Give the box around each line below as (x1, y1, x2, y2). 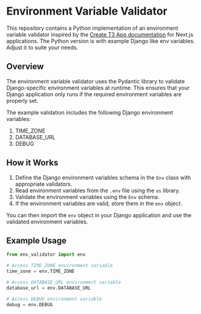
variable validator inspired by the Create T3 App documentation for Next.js (6, 30, 194, 38)
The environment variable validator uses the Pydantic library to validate (6, 77, 185, 85)
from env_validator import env (6, 251, 86, 258)
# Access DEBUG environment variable (6, 296, 102, 302)
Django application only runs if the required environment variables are (6, 90, 182, 98)
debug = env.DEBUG (6, 301, 53, 308)
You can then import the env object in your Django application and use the (6, 211, 192, 218)
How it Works (6, 158, 58, 168)
